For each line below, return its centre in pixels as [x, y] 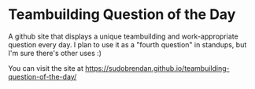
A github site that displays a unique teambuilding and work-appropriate [123, 36]
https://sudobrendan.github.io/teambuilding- [157, 68]
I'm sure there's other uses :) [55, 53]
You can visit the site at [46, 68]
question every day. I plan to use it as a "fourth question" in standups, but [128, 44]
